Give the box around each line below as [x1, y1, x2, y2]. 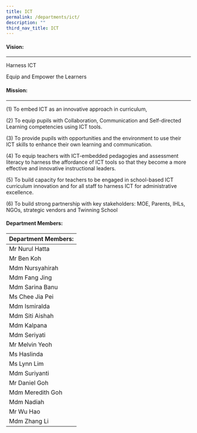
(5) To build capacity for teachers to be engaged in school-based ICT [6, 176, 174, 183]
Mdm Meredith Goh [9, 388, 63, 396]
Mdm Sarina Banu [9, 283, 58, 291]
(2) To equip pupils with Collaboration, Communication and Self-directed [6, 117, 182, 124]
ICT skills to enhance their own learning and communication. [6, 141, 152, 148]
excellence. [6, 189, 34, 196]
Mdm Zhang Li [9, 417, 49, 425]
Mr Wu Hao [9, 407, 40, 415]
